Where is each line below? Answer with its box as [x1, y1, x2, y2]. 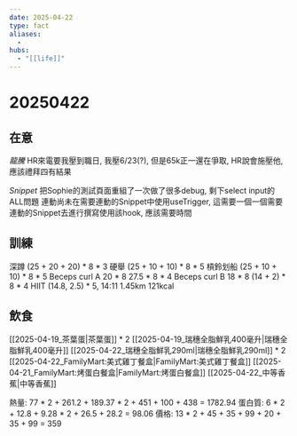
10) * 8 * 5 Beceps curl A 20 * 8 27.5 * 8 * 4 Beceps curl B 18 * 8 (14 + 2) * [9, 271, 286, 281]
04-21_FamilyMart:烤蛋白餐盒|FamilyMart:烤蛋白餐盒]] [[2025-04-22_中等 [9, 367, 278, 377]
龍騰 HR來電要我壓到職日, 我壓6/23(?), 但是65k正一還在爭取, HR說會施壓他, [9, 155, 284, 165]
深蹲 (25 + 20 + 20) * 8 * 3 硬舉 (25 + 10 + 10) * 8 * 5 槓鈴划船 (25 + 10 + [9, 261, 277, 272]
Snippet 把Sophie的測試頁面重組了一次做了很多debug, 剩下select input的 [9, 186, 276, 195]
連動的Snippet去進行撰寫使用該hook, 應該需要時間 [9, 208, 192, 218]
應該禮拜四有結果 [9, 166, 72, 177]
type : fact [9, 21, 50, 30]
